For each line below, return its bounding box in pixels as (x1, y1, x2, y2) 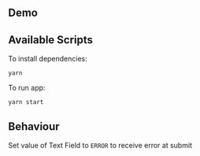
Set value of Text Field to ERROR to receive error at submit (8, 141, 193, 150)
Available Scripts (8, 33, 93, 46)
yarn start (8, 98, 44, 106)
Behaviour (8, 120, 61, 133)
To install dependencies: (8, 54, 88, 64)
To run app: (8, 83, 46, 93)
